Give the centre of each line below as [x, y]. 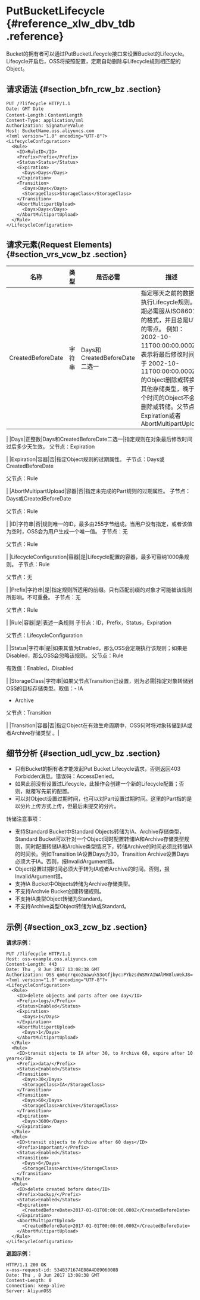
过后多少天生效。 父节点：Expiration [51, 446]
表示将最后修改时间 [168, 354]
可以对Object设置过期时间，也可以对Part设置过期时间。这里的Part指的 [101, 799]
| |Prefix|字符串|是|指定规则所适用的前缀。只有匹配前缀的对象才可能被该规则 [99, 590]
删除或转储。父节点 [168, 407]
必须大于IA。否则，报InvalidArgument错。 [66, 862]
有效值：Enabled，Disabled [40, 668]
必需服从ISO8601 [171, 311]
